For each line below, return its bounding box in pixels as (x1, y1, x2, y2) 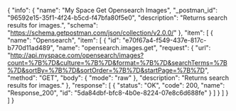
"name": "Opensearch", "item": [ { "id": (7, 36, 122, 45)
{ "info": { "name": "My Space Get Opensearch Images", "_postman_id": (7, 6, 218, 14)
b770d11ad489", (7, 44, 55, 52)
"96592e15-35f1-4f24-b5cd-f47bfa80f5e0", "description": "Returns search (7, 13, 227, 22)
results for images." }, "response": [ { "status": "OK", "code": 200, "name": (7, 81, 225, 89)
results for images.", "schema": (7, 21, 98, 29)
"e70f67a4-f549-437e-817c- (122, 36, 207, 45)
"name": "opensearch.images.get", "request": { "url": (55, 44, 211, 52)
